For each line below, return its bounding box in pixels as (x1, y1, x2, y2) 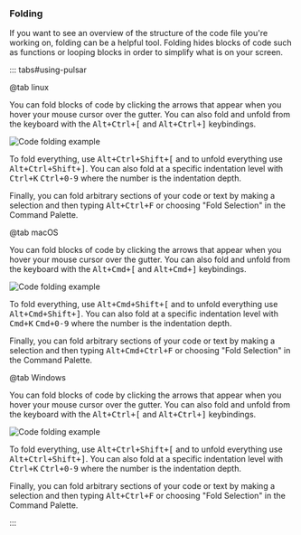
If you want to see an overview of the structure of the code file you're (9, 28, 268, 39)
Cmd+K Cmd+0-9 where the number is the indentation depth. (9, 318, 232, 329)
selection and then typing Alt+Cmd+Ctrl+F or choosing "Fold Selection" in (9, 345, 291, 356)
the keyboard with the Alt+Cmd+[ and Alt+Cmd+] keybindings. (9, 264, 247, 275)
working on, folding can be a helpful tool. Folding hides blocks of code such (9, 37, 292, 48)
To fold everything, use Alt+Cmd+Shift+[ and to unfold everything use (9, 299, 278, 310)
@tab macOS (9, 227, 59, 238)
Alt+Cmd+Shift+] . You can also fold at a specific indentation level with (9, 308, 278, 319)
